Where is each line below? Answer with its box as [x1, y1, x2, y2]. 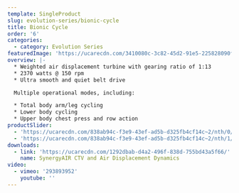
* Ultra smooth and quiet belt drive [14, 76, 126, 84]
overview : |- [7, 57, 46, 64]
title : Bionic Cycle [7, 23, 69, 31]
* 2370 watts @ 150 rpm [14, 70, 84, 77]
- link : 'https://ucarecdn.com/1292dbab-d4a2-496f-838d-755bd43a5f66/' [14, 148, 231, 155]
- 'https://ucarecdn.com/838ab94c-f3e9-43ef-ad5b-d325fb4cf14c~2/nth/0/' [14, 128, 237, 136]
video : [7, 161, 27, 169]
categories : [7, 37, 43, 44]
